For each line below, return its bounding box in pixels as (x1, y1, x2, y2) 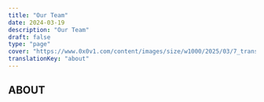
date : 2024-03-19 (8, 19, 65, 26)
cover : (8, 47, 30, 55)
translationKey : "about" (8, 55, 90, 63)
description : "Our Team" (8, 26, 90, 33)
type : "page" (8, 40, 51, 48)
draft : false (8, 33, 51, 41)
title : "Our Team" (8, 11, 68, 19)
